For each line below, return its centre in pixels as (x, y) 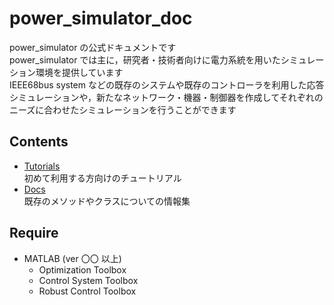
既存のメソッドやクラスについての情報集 (107, 201)
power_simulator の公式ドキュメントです (93, 47)
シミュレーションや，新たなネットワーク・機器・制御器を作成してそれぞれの (166, 97)
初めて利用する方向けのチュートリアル (102, 178)
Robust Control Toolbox (87, 291)
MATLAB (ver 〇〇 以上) (72, 258)
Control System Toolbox (88, 280)
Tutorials (42, 166)
